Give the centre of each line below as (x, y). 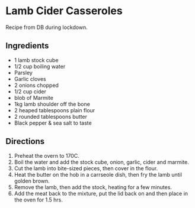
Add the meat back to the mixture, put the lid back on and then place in (101, 193)
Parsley (23, 73)
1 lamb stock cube (36, 60)
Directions (25, 142)
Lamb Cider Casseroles (64, 11)
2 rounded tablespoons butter (50, 116)
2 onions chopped (36, 85)
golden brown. (32, 181)
